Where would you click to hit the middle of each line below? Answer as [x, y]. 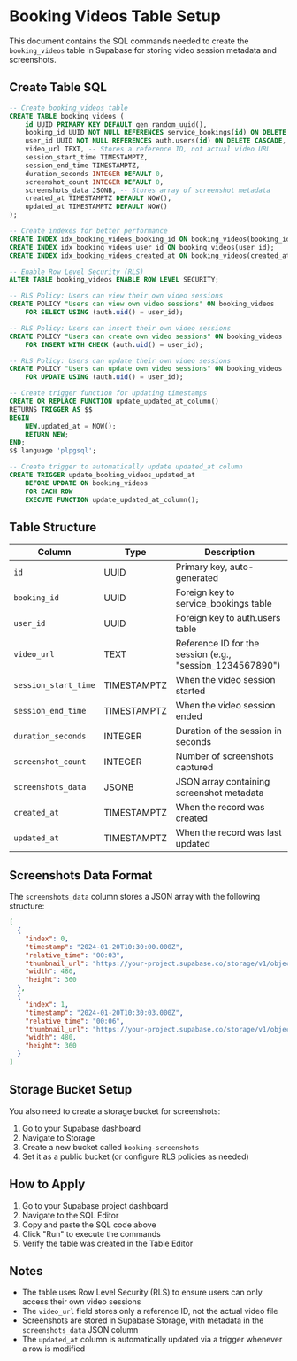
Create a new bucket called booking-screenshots [110, 1147]
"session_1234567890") [228, 666]
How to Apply [47, 1184]
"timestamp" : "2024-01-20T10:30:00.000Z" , [104, 947]
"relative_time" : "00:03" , [75, 955]
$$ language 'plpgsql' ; [53, 451]
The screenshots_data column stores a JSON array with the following [135, 897]
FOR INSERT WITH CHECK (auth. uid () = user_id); [114, 344]
